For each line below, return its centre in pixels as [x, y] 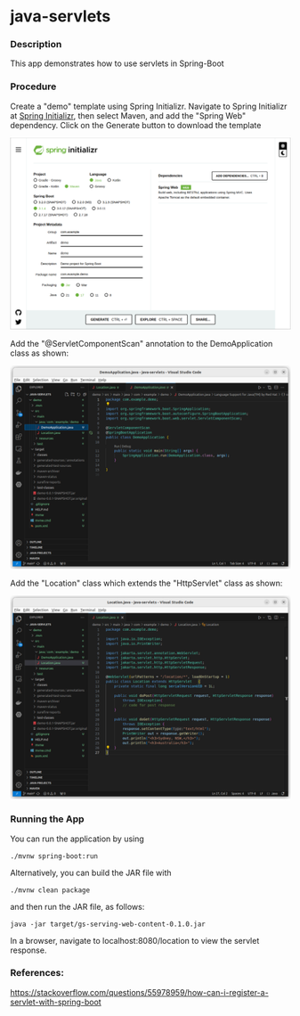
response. [28, 950]
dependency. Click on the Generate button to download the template [136, 125]
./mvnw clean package [50, 890]
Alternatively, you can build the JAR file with [91, 873]
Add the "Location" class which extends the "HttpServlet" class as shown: [146, 583]
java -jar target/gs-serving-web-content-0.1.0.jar [108, 924]
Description [36, 45]
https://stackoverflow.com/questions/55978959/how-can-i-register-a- [140, 992]
